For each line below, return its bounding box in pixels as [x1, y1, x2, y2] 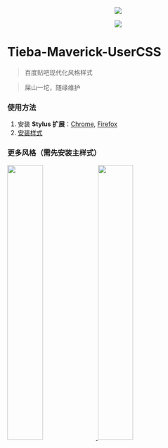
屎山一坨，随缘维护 [24, 83, 81, 92]
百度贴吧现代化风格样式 [24, 68, 93, 77]
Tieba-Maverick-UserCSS [7, 44, 162, 60]
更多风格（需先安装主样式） [7, 148, 101, 158]
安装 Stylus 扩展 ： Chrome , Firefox [17, 120, 118, 128]
